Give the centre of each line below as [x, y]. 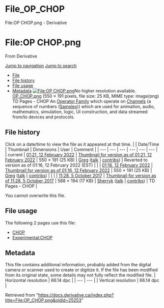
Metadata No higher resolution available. [74, 91]
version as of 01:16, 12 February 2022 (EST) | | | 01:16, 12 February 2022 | [79, 165]
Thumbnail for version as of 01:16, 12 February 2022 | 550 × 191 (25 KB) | [79, 170]
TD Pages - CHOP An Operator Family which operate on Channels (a [82, 101]
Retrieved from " [22, 295]
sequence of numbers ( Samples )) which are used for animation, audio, [84, 106]
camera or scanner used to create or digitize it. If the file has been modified [82, 270]
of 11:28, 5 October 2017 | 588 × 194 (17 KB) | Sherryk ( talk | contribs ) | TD [80, 181]
